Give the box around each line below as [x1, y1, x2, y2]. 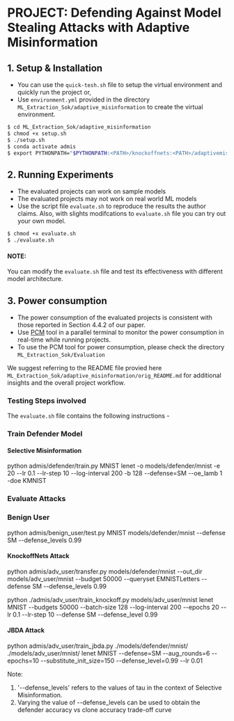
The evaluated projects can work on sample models [17, 187, 166, 196]
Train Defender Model [7, 429, 83, 439]
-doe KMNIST [7, 477, 47, 485]
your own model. [17, 217, 66, 225]
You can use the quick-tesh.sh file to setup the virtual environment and [17, 81, 223, 88]
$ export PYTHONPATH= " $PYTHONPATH [7, 150, 108, 157]
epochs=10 [7, 656, 40, 665]
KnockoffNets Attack [7, 552, 70, 560]
